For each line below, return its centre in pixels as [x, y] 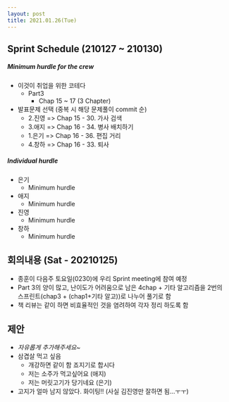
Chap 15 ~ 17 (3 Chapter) [75, 101]
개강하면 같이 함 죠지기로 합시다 [71, 365]
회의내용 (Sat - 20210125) [63, 260]
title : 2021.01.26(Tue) [42, 20]
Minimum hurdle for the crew [51, 67]
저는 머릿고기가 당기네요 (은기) [70, 383]
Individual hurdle [33, 161]
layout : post [26, 14]
